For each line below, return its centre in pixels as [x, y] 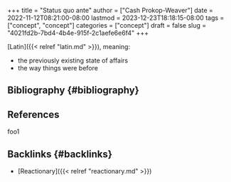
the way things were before [58, 68]
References [33, 114]
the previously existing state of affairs [73, 60]
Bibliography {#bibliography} [74, 91]
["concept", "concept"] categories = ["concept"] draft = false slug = [107, 25]
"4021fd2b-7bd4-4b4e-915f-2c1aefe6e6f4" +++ [78, 33]
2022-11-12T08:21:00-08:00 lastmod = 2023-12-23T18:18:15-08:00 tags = [116, 18]
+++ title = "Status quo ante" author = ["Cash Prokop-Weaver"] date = [110, 10]
